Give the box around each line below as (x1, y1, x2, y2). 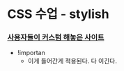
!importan (17, 49, 45, 57)
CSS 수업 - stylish (7, 6, 109, 22)
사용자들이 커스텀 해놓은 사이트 (7, 32, 104, 42)
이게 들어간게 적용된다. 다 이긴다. (27, 57, 117, 65)
